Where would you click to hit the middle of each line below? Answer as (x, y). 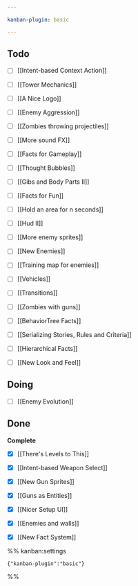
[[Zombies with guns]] (49, 307)
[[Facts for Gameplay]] (49, 154)
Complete (22, 440)
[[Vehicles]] (33, 279)
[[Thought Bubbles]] (46, 168)
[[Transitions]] (37, 293)
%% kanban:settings (37, 551)
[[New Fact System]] (47, 537)
